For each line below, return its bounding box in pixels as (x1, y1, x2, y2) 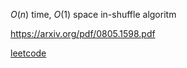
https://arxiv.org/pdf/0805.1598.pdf (10, 28, 156, 39)
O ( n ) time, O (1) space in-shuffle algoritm (10, 9, 177, 20)
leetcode (10, 47, 47, 59)
